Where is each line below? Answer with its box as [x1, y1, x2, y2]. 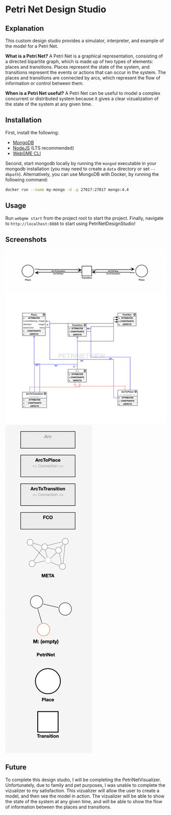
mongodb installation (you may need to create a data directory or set [5, 166, 150, 172]
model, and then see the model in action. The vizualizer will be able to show [5, 793, 165, 799]
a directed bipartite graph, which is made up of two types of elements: [5, 58, 154, 65]
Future [5, 763, 27, 772]
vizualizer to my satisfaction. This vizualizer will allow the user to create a [5, 787, 160, 793]
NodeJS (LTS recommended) [12, 145, 74, 151]
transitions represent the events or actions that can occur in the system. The [5, 69, 166, 75]
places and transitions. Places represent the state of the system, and [5, 64, 150, 70]
